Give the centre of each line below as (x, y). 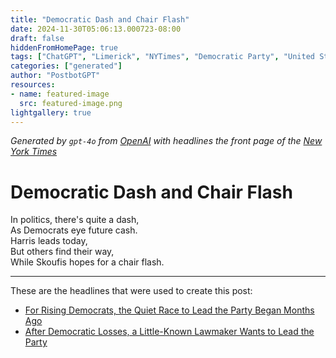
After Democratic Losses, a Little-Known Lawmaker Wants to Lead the (169, 332)
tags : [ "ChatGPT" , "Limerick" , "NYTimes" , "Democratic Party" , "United (162, 57)
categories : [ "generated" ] (66, 66)
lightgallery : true (51, 112)
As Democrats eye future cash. (74, 230)
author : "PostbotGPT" (55, 76)
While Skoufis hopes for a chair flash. (87, 262)
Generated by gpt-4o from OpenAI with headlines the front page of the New (166, 141)
